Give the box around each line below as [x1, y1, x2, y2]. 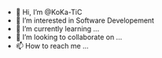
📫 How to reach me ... [15, 42, 89, 50]
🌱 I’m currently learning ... [15, 24, 100, 33]
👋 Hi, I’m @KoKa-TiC [15, 8, 83, 16]
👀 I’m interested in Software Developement [15, 16, 155, 25]
